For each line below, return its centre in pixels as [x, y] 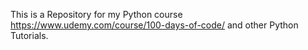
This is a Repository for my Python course [96, 14]
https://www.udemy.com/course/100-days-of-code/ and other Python [154, 25]
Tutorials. [29, 35]
